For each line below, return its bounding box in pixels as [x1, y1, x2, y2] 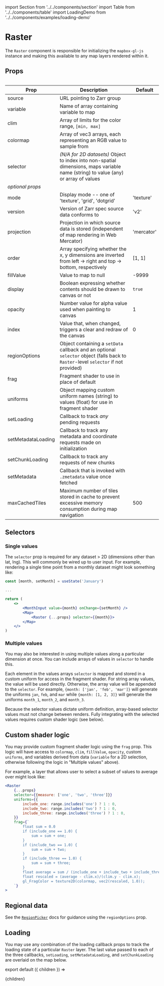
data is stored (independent [59, 225, 123, 232]
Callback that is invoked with [59, 467, 125, 474]
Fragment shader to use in [59, 372, 120, 379]
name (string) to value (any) [59, 169, 124, 176]
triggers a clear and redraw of [59, 326, 128, 333]
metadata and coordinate [59, 433, 118, 440]
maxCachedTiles [7, 499, 46, 506]
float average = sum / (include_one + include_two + [22, 869, 132, 875]
